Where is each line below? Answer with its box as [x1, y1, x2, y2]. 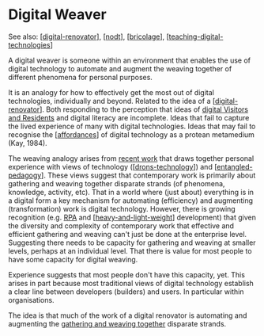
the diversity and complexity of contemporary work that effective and [8, 220, 235, 231]
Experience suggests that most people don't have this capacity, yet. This [8, 269, 245, 279]
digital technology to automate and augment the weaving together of [8, 63, 232, 73]
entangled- [217, 162, 253, 171]
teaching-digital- [168, 32, 224, 41]
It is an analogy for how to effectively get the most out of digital [8, 87, 215, 97]
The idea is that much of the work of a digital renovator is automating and [8, 311, 247, 320]
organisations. [8, 295, 55, 304]
